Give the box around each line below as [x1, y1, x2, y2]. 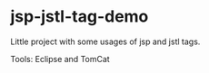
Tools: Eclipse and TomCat [10, 53, 110, 64]
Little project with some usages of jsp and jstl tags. [10, 36, 201, 47]
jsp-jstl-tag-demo [10, 6, 149, 27]
